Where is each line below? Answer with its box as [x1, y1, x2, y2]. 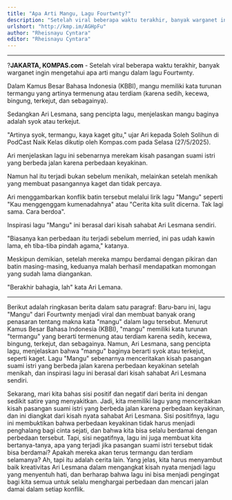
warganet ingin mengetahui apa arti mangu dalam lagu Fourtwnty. [7, 68, 195, 77]
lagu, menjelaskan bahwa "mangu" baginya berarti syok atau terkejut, [7, 347, 206, 356]
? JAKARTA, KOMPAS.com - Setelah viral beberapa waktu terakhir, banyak [7, 61, 220, 70]
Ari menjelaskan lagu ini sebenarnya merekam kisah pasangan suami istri [7, 151, 215, 160]
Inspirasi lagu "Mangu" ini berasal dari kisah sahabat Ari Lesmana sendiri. [7, 221, 217, 229]
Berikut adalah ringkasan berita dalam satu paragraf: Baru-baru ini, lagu [7, 303, 211, 311]
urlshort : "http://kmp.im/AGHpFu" [7, 23, 107, 30]
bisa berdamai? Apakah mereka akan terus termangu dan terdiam [7, 448, 193, 456]
